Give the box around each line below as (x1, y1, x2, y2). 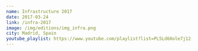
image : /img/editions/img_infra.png (6, 25, 96, 31)
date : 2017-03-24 (6, 14, 49, 20)
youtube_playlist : (6, 36, 51, 42)
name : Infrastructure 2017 (6, 8, 72, 15)
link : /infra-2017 (6, 19, 51, 25)
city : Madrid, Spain (6, 30, 57, 36)
